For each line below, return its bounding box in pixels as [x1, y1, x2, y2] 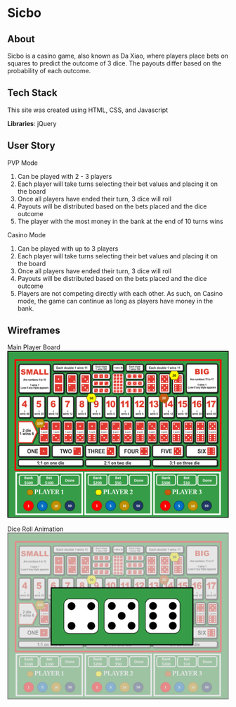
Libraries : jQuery [7, 119, 57, 127]
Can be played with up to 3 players [17, 244, 119, 253]
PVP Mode [7, 158, 39, 167]
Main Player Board [7, 343, 61, 351]
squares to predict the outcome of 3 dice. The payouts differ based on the [7, 59, 222, 68]
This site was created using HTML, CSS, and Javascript [7, 106, 169, 114]
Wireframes [7, 325, 61, 337]
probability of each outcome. [7, 67, 91, 75]
